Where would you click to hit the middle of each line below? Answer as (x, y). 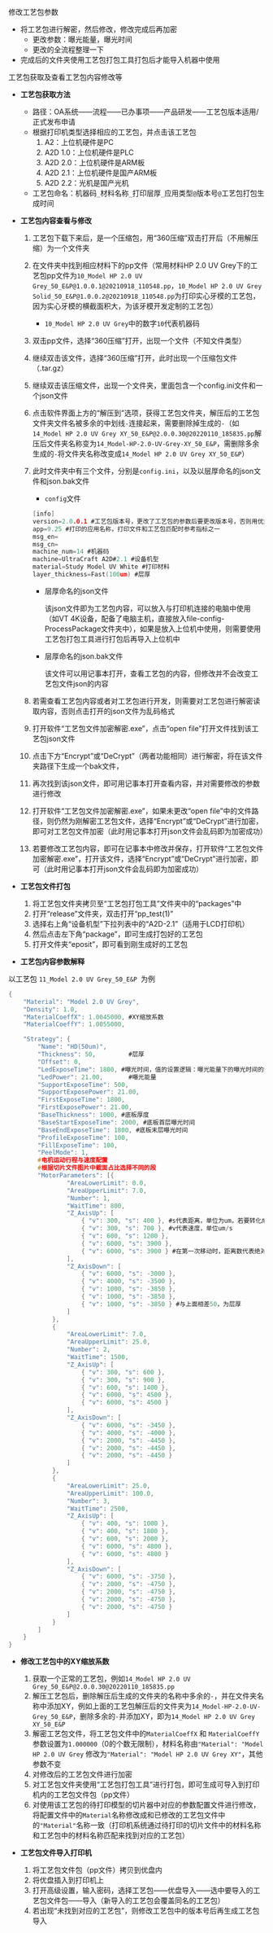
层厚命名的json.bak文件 (84, 656)
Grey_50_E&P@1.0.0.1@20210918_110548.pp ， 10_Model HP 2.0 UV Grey (147, 286)
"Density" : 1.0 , (51, 1009)
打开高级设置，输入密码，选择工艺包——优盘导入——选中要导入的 (143, 1891)
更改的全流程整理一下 (68, 50)
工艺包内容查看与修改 (56, 221)
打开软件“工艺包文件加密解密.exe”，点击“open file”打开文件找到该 (142, 728)
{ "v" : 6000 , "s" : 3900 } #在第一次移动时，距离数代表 (168, 1251)
